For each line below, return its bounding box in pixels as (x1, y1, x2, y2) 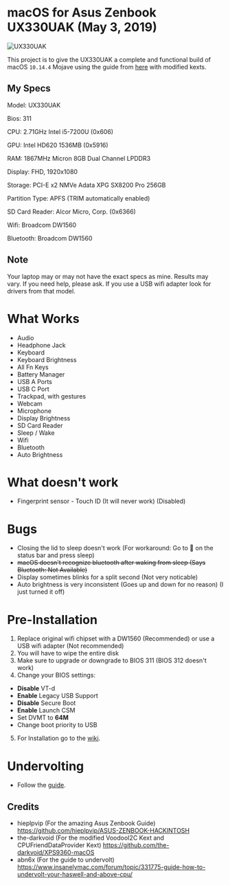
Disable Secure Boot (16, 699, 76, 707)
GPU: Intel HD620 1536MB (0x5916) (7, 141, 108, 149)
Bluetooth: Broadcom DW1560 (7, 234, 93, 242)
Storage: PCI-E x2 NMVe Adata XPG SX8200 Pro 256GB (7, 181, 166, 189)
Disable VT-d (16, 684, 56, 693)
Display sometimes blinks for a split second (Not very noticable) (16, 573, 198, 581)
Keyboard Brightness (16, 355, 77, 363)
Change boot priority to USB (16, 721, 97, 729)
